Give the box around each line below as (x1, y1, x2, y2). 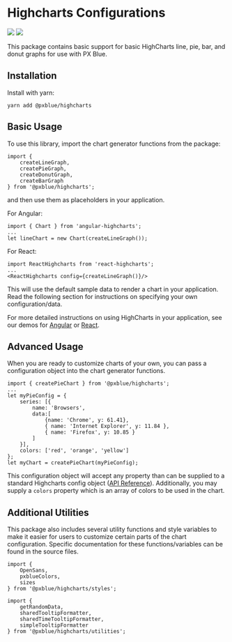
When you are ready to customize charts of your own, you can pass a (7, 359, 207, 367)
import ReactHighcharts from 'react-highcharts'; (7, 260, 155, 268)
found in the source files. (7, 547, 79, 556)
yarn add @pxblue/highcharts (7, 102, 92, 109)
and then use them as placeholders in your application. (7, 195, 165, 204)
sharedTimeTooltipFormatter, (20, 616, 105, 623)
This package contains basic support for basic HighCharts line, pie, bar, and (7, 42, 226, 50)
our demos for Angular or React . (7, 321, 100, 329)
